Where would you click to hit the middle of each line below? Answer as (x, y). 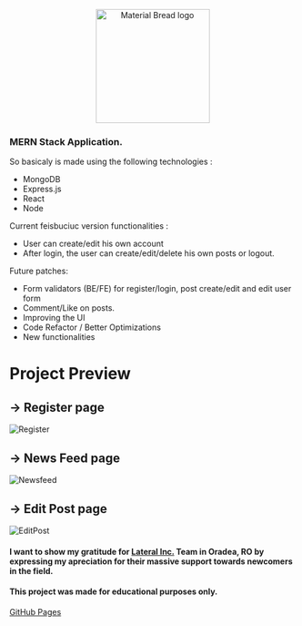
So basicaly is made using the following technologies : (111, 162)
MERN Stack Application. (66, 141)
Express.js (42, 189)
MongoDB (41, 180)
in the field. (31, 570)
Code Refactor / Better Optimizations (92, 327)
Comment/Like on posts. (69, 308)
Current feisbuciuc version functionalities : (89, 226)
